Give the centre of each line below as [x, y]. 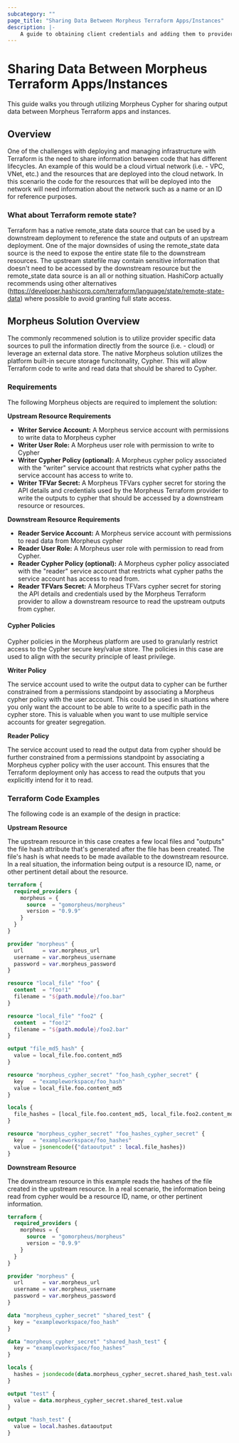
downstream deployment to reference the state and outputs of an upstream [118, 238]
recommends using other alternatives [62, 284]
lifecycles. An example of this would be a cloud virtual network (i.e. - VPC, [116, 166]
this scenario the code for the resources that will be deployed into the [109, 181]
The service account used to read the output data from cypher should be [115, 750]
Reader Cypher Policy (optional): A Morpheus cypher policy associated [123, 564]
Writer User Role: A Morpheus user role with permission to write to [116, 445]
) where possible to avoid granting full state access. [96, 299]
